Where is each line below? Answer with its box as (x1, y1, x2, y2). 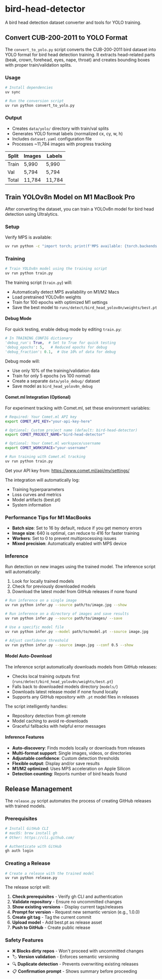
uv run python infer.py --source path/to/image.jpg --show (5, 603, 127, 608)
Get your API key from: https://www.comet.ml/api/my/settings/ (5, 468, 130, 473)
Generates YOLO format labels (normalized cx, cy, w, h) (12, 130, 123, 137)
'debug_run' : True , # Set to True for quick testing (5, 340, 116, 345)
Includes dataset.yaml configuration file (12, 136, 92, 141)
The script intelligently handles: (5, 703, 68, 709)
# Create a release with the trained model (5, 871, 95, 876)
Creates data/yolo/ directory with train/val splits (12, 125, 109, 131)
